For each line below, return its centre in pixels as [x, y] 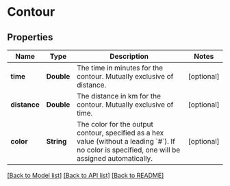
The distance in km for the [118, 96]
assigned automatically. [114, 158]
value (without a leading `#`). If [126, 141]
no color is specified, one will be [128, 150]
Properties [30, 37]
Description [129, 56]
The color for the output [115, 124]
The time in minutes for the [119, 68]
